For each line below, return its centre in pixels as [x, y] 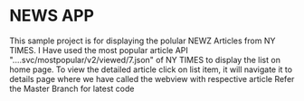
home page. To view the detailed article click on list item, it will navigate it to [151, 69]
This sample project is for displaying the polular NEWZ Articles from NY [142, 41]
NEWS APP [52, 16]
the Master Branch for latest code [72, 88]
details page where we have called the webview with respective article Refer [152, 78]
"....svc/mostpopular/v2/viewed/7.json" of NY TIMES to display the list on [145, 60]
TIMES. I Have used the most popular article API [99, 50]
